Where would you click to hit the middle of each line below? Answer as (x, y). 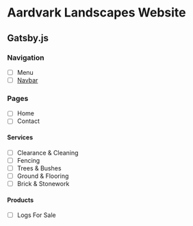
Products (21, 200)
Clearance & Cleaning (48, 152)
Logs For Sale (36, 215)
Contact (28, 121)
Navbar (27, 80)
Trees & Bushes (39, 168)
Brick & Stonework (43, 183)
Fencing (28, 160)
